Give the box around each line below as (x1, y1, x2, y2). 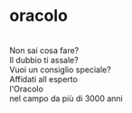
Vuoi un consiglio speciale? (9, 64, 111, 75)
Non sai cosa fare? (9, 44, 80, 55)
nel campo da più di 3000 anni (9, 92, 124, 104)
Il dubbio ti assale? (9, 54, 79, 65)
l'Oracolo (9, 83, 43, 94)
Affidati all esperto (9, 73, 79, 84)
